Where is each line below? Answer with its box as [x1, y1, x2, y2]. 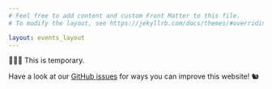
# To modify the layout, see [8, 19, 107, 27]
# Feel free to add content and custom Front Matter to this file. [8, 11, 241, 20]
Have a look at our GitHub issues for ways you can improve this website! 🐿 [8, 71, 259, 81]
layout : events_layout [8, 34, 85, 42]
